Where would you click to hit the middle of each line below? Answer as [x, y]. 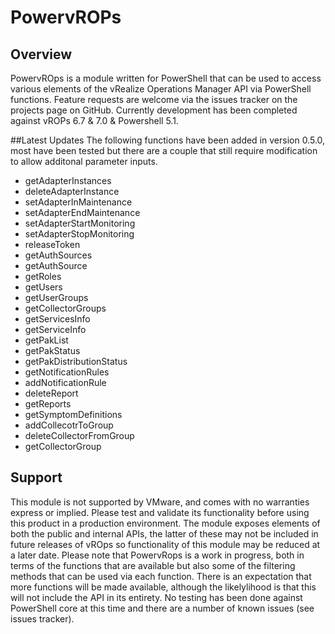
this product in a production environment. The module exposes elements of [165, 523]
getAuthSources [58, 255]
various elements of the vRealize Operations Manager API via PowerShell [161, 89]
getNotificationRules [67, 372]
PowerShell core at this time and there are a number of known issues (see [162, 608]
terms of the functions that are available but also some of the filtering [153, 565]
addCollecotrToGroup [69, 425]
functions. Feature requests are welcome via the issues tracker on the [154, 99]
